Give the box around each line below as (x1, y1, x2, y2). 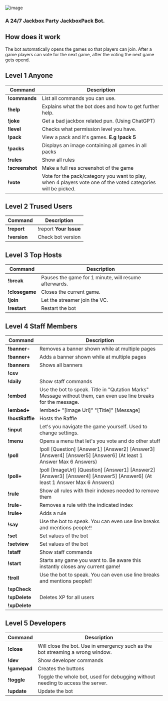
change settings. (39, 429, 79, 436)
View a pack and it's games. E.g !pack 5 (41, 134, 136, 141)
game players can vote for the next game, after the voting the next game (5, 51, 154, 57)
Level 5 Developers (5, 619, 66, 628)
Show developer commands (37, 657, 103, 664)
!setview (7, 540, 29, 547)
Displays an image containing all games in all (41, 142, 147, 149)
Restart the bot (41, 305, 76, 312)
